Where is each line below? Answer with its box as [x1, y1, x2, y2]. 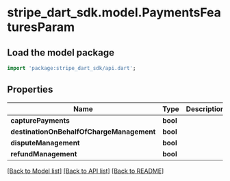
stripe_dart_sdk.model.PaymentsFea [7, 5, 221, 21]
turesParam [7, 19, 75, 35]
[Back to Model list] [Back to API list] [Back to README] [7, 167, 164, 175]
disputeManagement [10, 138, 80, 147]
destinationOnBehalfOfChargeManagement [10, 127, 156, 136]
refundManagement [10, 149, 77, 158]
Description [186, 104, 225, 114]
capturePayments [10, 115, 71, 125]
